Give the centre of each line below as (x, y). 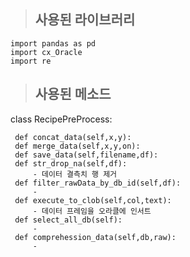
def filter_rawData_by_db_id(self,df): (98, 183)
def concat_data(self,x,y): (73, 137)
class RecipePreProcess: (61, 119)
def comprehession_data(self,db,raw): (95, 237)
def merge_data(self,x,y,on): (77, 146)
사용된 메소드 (73, 94)
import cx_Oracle (46, 52)
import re (31, 61)
